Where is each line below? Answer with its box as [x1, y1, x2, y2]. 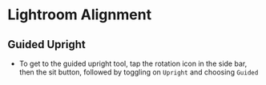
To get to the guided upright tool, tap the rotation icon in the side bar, [18, 59, 248, 68]
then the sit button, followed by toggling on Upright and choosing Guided [18, 67, 259, 77]
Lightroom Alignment [7, 6, 152, 24]
